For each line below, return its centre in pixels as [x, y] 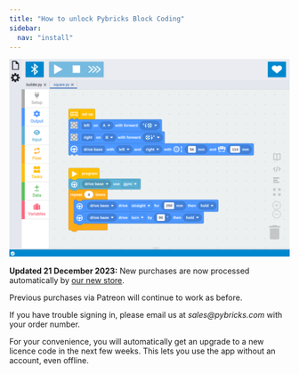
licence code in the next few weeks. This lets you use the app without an [142, 351]
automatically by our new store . [67, 280]
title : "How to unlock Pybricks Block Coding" [97, 19]
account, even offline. [49, 360]
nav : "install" [45, 37]
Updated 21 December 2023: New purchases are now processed [129, 271]
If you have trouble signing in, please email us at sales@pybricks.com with [146, 314]
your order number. [44, 324]
